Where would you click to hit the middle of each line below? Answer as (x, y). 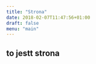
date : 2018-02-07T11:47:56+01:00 (48, 18)
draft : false (23, 23)
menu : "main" (23, 29)
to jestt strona (33, 53)
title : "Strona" (27, 12)
